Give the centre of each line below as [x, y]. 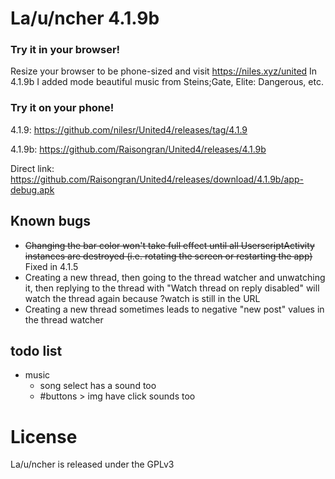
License [44, 436]
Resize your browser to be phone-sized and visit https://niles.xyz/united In [164, 71]
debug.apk [32, 189]
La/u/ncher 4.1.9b [85, 18]
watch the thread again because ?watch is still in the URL [142, 298]
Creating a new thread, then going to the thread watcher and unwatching [175, 277]
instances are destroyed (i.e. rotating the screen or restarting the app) [168, 256]
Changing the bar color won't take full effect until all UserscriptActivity [169, 245]
